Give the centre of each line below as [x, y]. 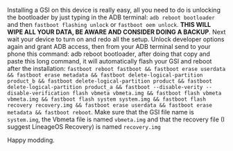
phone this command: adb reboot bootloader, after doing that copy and [109, 54]
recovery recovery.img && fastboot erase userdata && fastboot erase [110, 105]
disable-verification [38, 93]
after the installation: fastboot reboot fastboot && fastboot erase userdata [116, 69]
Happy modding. [31, 140]
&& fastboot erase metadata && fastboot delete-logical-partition [105, 75]
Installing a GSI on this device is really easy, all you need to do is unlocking [114, 10]
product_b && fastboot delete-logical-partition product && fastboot [110, 81]
